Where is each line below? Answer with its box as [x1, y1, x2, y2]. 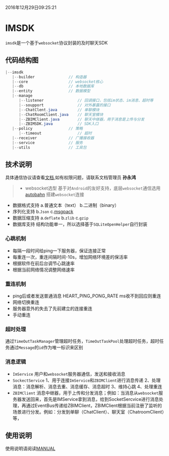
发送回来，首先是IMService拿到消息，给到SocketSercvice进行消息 [21, 396, 159, 402]
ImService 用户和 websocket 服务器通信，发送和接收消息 [12, 371, 126, 377]
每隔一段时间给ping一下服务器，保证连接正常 [12, 247, 106, 254]
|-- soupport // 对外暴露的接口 [18, 103, 111, 108]
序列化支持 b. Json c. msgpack [12, 209, 74, 215]
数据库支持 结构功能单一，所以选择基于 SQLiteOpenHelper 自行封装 [12, 221, 148, 227]
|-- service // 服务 [12, 140, 83, 145]
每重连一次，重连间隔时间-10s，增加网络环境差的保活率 [12, 254, 128, 260]
